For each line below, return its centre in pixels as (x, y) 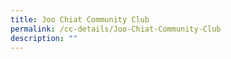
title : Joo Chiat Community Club (80, 19)
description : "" (44, 38)
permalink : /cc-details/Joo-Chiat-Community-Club (116, 29)
